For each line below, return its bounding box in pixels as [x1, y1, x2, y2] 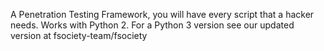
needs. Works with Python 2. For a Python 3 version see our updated [10, 19, 295, 31]
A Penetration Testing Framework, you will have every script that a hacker [10, 9, 315, 20]
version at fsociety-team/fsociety [10, 30, 148, 41]
